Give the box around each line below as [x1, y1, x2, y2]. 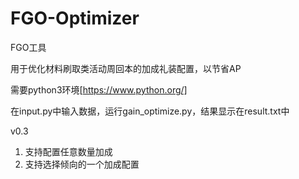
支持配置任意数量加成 [24, 145, 113, 157]
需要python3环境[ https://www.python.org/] [10, 83, 188, 96]
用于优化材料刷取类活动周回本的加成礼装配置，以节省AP [10, 62, 242, 74]
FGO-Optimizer [10, 7, 140, 30]
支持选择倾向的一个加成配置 [24, 158, 140, 170]
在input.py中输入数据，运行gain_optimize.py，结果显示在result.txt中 [10, 105, 290, 117]
